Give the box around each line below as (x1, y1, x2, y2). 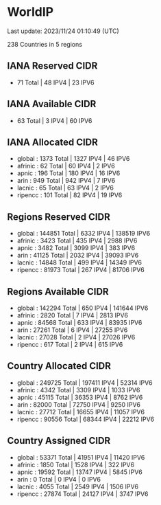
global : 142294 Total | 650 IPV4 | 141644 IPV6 (16, 304, 149, 312)
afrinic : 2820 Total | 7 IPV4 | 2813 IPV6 (16, 311, 129, 319)
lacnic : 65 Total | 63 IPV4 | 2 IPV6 (16, 183, 114, 192)
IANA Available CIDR (7, 98, 97, 110)
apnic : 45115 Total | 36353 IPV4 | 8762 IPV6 (16, 393, 143, 401)
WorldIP (7, 4, 53, 20)
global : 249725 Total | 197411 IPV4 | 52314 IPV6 (16, 379, 153, 387)
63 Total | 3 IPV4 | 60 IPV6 (16, 116, 92, 124)
